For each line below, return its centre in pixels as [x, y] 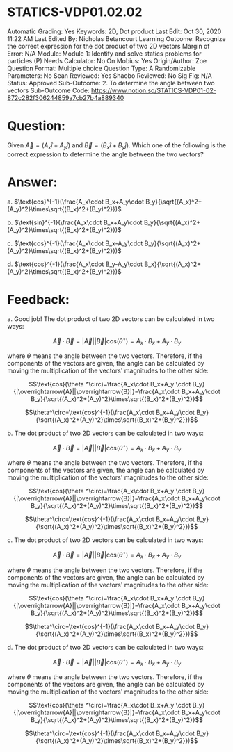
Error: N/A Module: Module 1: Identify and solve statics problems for [104, 54]
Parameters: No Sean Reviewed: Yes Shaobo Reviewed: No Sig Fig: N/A [110, 75]
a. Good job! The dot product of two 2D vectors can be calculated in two [111, 319]
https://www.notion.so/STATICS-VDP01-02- [154, 90]
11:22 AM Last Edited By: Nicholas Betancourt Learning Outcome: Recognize [116, 38]
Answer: [32, 182]
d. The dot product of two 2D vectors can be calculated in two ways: [105, 647]
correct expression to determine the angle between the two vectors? [105, 154]
